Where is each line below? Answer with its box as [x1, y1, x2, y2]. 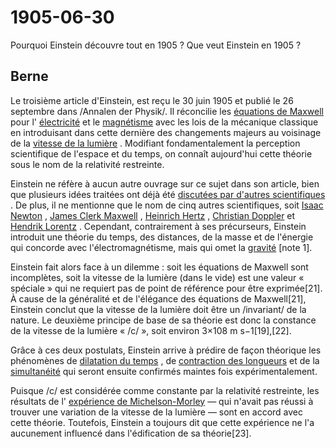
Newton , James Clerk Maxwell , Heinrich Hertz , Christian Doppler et [10, 209, 296, 221]
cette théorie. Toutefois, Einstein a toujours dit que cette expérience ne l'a [10, 416, 315, 428]
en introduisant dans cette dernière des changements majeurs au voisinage [10, 126, 322, 138]
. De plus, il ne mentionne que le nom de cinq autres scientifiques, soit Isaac [10, 199, 324, 211]
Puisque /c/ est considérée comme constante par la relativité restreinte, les [10, 384, 320, 396]
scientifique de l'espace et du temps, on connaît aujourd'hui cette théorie [10, 147, 313, 160]
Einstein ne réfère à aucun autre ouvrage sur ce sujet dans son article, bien [10, 177, 320, 190]
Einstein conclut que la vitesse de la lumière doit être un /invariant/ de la [10, 303, 307, 315]
